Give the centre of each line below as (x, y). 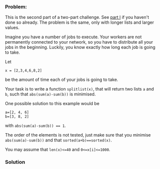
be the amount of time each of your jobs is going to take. (62, 80)
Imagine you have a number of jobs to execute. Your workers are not (73, 37)
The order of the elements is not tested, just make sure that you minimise (78, 135)
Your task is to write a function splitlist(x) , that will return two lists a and (80, 89)
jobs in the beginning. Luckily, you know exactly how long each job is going (80, 47)
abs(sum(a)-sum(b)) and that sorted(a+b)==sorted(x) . (59, 140)
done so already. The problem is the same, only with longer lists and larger (80, 22)
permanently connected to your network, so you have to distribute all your (79, 42)
